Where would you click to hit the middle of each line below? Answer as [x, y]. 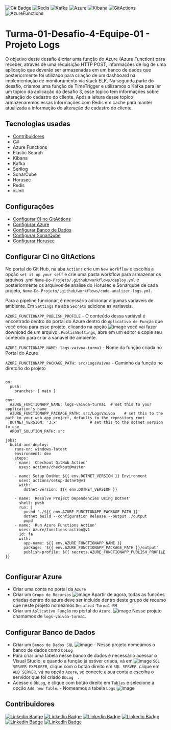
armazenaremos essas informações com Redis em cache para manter [79, 102]
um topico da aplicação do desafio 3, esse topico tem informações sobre [82, 92]
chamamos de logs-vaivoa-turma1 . [50, 617]
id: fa [26, 534]
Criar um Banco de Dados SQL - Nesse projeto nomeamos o [84, 645]
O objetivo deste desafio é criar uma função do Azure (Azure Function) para [85, 59]
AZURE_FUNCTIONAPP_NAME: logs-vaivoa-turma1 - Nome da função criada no [84, 348]
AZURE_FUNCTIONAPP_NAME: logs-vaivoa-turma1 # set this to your [81, 405]
